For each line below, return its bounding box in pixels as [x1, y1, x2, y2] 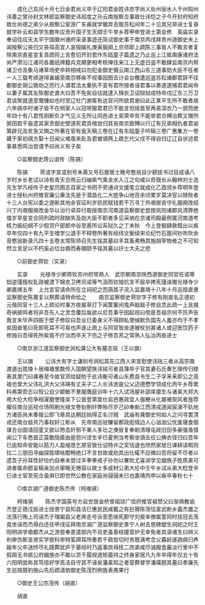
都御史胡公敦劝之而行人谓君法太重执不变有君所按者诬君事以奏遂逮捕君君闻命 [6, 82, 199, 88]
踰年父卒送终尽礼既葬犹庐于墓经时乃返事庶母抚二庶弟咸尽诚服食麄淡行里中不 [6, 543, 199, 551]
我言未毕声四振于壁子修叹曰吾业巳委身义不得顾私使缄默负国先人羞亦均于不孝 [6, 317, 199, 323]
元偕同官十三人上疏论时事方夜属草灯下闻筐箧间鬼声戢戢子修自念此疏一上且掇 [6, 301, 199, 308]
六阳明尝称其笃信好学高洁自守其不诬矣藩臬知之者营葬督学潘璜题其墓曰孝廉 [6, 559, 193, 566]
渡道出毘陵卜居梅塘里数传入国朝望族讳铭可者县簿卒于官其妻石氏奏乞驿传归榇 [6, 365, 199, 372]
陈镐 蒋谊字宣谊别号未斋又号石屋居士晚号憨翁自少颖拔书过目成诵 [16, 168, 190, 176]
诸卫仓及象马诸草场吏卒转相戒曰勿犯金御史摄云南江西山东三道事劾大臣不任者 [6, 66, 199, 73]
